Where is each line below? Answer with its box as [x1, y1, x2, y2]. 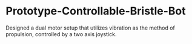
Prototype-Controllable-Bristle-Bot [5, 4, 186, 18]
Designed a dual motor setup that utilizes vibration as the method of [5, 24, 175, 31]
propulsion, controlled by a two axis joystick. [5, 30, 117, 37]
